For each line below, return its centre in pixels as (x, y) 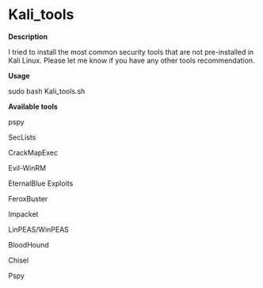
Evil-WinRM (27, 167)
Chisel (19, 260)
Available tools (33, 106)
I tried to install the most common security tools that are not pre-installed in (131, 52)
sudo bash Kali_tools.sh (47, 91)
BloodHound (29, 244)
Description (28, 36)
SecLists (22, 137)
